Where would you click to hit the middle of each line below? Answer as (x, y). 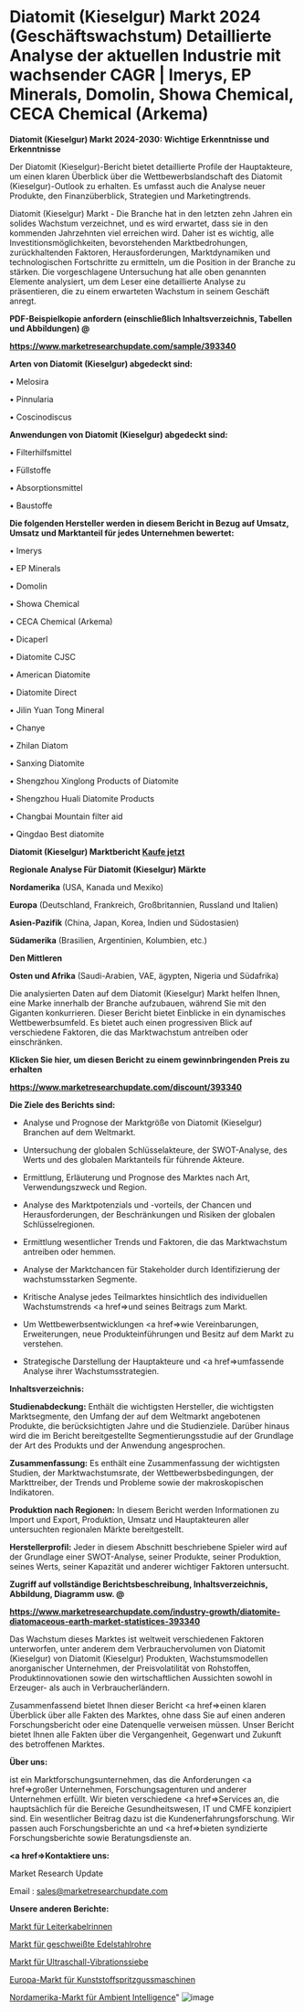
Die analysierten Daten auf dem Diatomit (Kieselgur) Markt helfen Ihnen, (145, 993)
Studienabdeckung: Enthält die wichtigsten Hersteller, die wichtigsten (142, 1406)
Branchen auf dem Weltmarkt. (79, 1132)
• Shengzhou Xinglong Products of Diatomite (94, 781)
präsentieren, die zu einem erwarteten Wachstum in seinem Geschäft (140, 291)
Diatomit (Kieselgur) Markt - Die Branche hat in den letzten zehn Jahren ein (151, 213)
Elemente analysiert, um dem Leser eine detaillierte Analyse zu (128, 282)
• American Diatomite (50, 675)
